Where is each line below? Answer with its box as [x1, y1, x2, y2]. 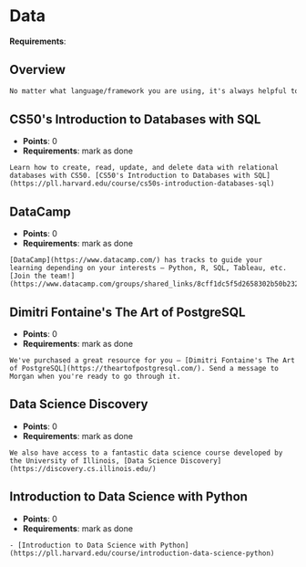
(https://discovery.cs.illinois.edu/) [9, 464, 157, 473]
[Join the [9, 271, 47, 281]
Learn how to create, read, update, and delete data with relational [9, 163, 280, 173]
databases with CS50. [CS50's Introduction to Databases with [9, 171, 250, 181]
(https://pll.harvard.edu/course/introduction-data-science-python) [9, 549, 275, 558]
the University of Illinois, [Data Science [9, 456, 178, 466]
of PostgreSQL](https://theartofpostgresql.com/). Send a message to [9, 364, 280, 373]
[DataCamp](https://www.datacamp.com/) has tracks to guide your [9, 256, 262, 265]
